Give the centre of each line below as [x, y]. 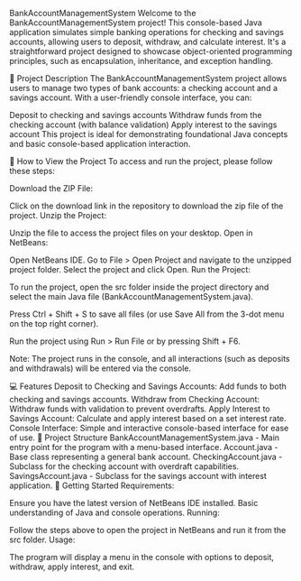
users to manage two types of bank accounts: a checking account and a [143, 88]
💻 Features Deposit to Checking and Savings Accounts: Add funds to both [148, 386]
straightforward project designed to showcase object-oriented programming [151, 51]
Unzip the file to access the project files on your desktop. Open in [131, 233]
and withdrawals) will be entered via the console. [100, 368]
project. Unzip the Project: [58, 215]
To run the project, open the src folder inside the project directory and [139, 287]
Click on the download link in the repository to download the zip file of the [146, 206]
